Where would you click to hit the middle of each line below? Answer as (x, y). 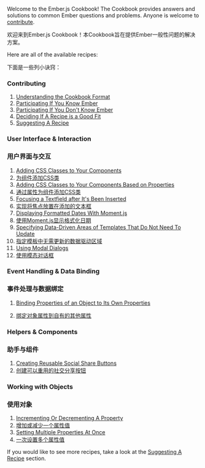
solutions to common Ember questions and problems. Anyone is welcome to (103, 15)
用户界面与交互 (29, 157)
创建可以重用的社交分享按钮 (51, 370)
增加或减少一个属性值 (43, 426)
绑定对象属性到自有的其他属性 (53, 315)
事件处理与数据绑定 (35, 289)
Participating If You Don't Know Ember (64, 110)
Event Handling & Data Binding (53, 271)
